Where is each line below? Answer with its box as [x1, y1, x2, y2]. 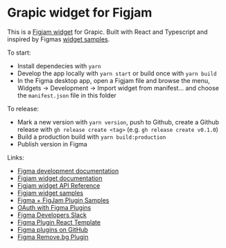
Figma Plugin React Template [17, 218, 101, 226]
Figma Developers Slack [17, 211, 87, 219]
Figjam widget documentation [17, 174, 103, 182]
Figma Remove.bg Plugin [17, 233, 89, 241]
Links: [7, 153, 24, 162]
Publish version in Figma [17, 140, 88, 148]
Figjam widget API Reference [17, 181, 101, 189]
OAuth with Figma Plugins [17, 203, 92, 211]
